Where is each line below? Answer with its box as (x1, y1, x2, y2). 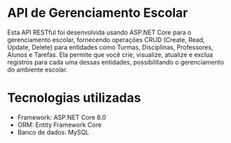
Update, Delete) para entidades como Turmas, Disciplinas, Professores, (7, 43, 213, 51)
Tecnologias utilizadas (7, 90, 141, 106)
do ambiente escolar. (7, 65, 68, 74)
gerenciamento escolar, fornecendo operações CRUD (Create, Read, (7, 35, 205, 43)
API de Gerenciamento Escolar (7, 5, 188, 21)
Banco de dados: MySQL (17, 128, 90, 136)
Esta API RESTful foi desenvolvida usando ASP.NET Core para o (7, 28, 192, 36)
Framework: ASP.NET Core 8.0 (17, 113, 106, 121)
